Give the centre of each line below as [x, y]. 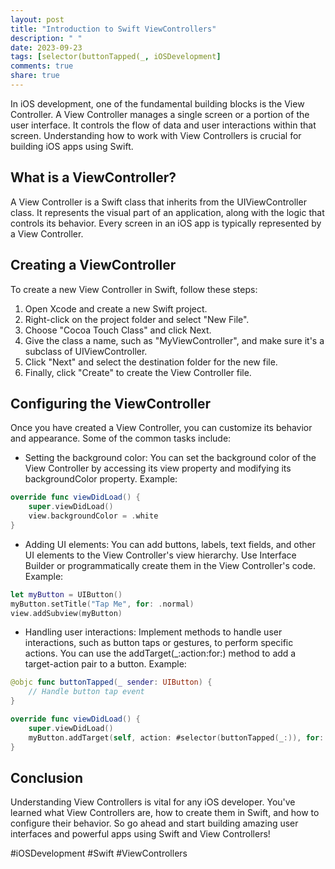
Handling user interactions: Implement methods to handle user [153, 632]
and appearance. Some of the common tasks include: [121, 438]
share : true [35, 76]
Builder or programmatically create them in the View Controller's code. [170, 565]
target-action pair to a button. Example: [105, 664]
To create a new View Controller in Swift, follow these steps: [134, 289]
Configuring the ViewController [110, 403]
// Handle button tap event [86, 692]
